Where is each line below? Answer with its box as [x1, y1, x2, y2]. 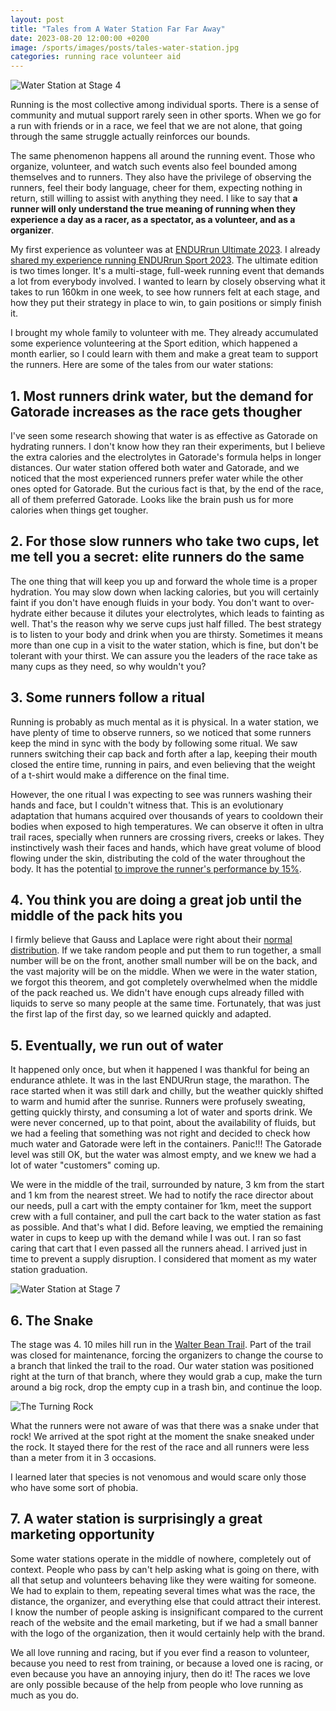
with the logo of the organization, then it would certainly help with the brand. [10, 1627, 326, 1639]
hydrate [10, 607, 42, 619]
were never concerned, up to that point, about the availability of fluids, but [10, 1117, 316, 1129]
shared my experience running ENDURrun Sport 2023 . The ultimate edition [10, 254, 319, 266]
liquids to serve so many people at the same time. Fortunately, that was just [10, 997, 322, 1010]
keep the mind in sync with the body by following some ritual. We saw [10, 737, 298, 749]
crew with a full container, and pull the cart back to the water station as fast [10, 1211, 322, 1223]
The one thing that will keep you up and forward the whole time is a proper [10, 575, 318, 587]
